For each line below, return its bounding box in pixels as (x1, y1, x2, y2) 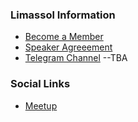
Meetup (24, 99, 58, 112)
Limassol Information (10, 8, 116, 22)
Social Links (10, 77, 71, 91)
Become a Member (24, 31, 104, 43)
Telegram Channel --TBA (24, 52, 128, 64)
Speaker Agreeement (24, 41, 113, 53)
